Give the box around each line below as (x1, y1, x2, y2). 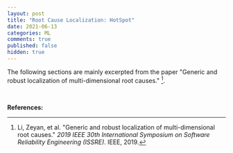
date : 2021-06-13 (7, 23, 58, 30)
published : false (7, 42, 58, 49)
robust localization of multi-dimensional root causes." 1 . (7, 75, 165, 84)
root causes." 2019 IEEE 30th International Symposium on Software (17, 130, 210, 138)
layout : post (7, 10, 45, 17)
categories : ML (7, 29, 51, 37)
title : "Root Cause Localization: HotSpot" (7, 17, 135, 24)
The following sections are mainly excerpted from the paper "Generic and (7, 67, 218, 76)
